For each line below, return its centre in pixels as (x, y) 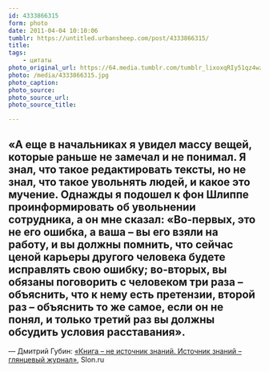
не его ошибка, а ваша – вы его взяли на (113, 232)
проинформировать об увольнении (102, 207)
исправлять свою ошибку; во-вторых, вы (118, 269)
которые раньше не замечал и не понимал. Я (127, 157)
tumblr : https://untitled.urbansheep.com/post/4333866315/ (109, 38)
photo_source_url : (39, 98)
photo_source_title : (43, 105)
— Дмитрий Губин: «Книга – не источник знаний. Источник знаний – (125, 351)
